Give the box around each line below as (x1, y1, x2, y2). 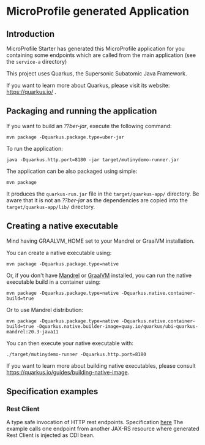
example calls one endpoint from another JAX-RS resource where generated (6, 425, 200, 433)
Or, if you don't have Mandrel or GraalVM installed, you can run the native (6, 272, 192, 279)
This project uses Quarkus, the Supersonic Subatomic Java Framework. (6, 70, 187, 77)
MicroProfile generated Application (6, 4, 190, 18)
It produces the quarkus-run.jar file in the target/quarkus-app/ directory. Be (6, 190, 199, 197)
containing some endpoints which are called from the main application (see (6, 51, 196, 59)
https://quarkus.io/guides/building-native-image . (6, 368, 130, 376)
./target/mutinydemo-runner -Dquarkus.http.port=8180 (6, 351, 147, 357)
